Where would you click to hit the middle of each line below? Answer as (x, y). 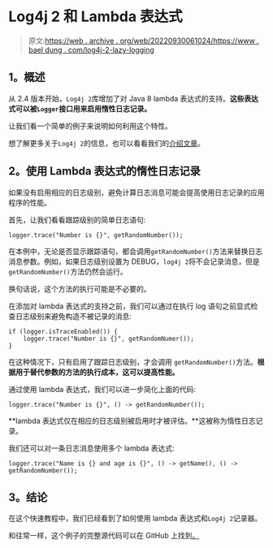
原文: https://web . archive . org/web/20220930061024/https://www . (144, 41)
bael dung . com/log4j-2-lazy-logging (91, 50)
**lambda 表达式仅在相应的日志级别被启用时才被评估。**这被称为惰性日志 (132, 421)
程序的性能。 (30, 202)
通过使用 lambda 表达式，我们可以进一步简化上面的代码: (102, 389)
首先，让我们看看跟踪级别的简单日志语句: (77, 219)
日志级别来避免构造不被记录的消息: (74, 316)
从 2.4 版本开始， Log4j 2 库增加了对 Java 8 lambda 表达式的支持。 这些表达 (133, 98)
